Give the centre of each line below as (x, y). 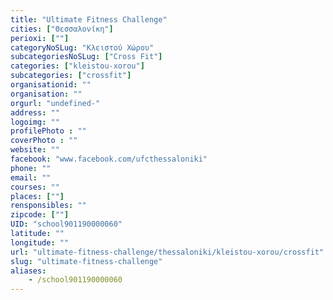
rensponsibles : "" (48, 206)
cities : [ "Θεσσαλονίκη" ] (62, 29)
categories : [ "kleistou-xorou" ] (77, 66)
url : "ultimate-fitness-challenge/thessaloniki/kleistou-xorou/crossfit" (167, 252)
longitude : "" (40, 242)
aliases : (28, 271)
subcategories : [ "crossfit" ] (71, 76)
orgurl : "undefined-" (55, 103)
